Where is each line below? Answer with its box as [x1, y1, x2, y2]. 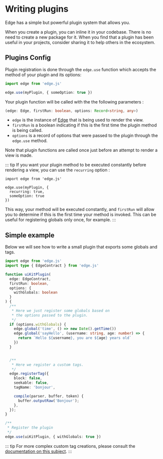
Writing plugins [5, 3, 69, 15]
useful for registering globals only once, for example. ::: [5, 217, 116, 223]
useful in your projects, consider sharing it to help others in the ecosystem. [5, 39, 156, 45]
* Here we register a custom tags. [11, 362, 84, 367]
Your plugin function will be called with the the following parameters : [5, 99, 144, 104]
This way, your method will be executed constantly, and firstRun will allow [5, 207, 155, 212]
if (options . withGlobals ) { [9, 322, 67, 327]
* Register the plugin [7, 425, 54, 430]
